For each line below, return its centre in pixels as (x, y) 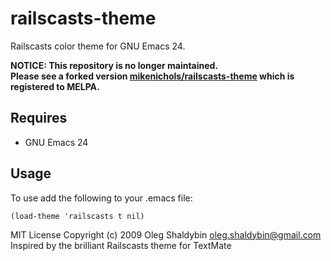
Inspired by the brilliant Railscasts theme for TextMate (121, 245)
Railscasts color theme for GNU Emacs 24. (98, 46)
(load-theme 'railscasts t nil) (77, 216)
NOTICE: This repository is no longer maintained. (114, 65)
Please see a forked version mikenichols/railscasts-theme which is (152, 76)
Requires (39, 118)
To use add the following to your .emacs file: (101, 198)
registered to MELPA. (55, 86)
